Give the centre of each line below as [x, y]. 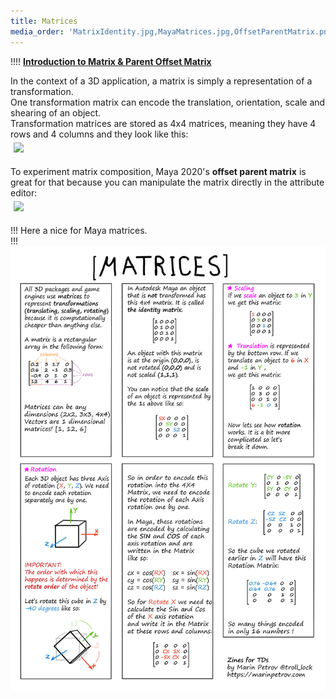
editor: [24, 192]
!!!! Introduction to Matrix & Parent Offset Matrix [111, 61]
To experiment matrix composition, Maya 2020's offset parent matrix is [158, 171]
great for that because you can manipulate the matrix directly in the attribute [167, 182]
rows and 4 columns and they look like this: [99, 134]
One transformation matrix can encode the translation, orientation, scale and [168, 102]
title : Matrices [44, 21]
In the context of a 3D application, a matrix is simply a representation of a [161, 81]
